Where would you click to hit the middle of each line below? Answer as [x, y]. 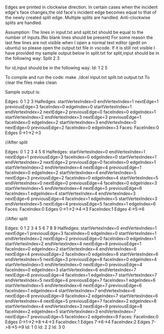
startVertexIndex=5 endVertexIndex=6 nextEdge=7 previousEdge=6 [73, 285]
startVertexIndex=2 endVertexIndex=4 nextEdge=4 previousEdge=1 [73, 167]
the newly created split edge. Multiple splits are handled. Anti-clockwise [78, 17]
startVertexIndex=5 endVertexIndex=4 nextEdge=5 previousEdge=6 [74, 188]
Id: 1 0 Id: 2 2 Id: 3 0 [45, 327]
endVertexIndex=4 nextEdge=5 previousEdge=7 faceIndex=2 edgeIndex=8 [81, 301]
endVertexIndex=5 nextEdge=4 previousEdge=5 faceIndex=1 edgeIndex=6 [80, 204]
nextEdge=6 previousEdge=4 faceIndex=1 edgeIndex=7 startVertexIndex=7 [81, 275]
